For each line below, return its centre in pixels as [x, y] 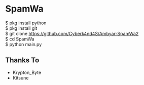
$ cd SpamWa [20, 39]
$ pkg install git [21, 28]
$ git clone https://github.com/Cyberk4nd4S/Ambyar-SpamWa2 [72, 33]
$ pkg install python [26, 23]
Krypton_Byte [27, 72]
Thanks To [22, 60]
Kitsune [21, 78]
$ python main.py [24, 44]
